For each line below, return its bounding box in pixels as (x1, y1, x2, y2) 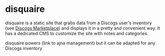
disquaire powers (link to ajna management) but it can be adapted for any (5, 40, 156, 46)
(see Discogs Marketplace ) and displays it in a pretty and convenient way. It (5, 25, 161, 31)
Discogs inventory (5, 45, 42, 51)
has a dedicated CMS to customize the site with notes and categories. (5, 30, 149, 36)
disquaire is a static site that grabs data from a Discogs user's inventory (5, 20, 153, 26)
